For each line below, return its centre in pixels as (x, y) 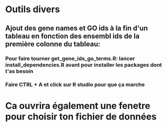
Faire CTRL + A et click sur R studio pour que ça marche (75, 85)
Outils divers (33, 9)
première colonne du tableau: (53, 44)
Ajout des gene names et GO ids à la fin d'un (77, 28)
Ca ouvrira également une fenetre (78, 106)
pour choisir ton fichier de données (81, 117)
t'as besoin (19, 71)
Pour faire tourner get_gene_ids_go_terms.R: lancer (70, 58)
